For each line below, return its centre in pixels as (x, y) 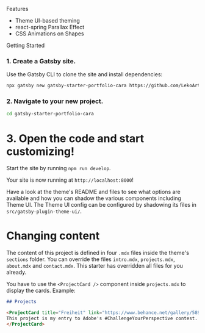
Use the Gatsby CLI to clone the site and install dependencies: (85, 74)
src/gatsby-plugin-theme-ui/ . (44, 211)
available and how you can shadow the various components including (94, 198)
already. (16, 272)
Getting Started (26, 45)
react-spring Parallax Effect (50, 27)
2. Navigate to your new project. (55, 101)
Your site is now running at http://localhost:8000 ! (70, 180)
